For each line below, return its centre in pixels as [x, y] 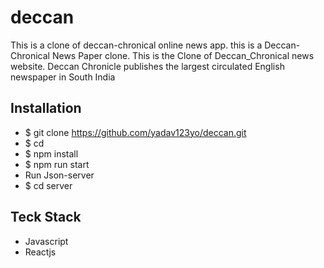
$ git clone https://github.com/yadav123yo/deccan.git [135, 132]
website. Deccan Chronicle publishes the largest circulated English [147, 66]
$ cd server [48, 185]
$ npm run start [57, 164]
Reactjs [40, 252]
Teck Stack [46, 217]
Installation [46, 108]
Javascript [46, 241]
